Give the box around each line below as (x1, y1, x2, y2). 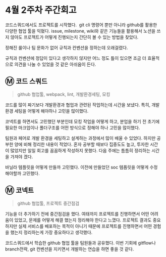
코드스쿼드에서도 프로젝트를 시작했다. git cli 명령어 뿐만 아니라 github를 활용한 (5, 22, 157, 28)
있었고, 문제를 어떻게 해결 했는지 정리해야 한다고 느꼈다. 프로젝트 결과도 (14, 217, 152, 223)
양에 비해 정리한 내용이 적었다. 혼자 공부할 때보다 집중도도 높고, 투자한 (14, 141, 149, 147)
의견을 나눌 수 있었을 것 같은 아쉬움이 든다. (14, 61, 97, 67)
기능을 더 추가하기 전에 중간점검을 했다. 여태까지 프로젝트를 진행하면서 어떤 (5, 211, 150, 216)
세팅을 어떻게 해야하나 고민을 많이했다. (14, 108, 89, 114)
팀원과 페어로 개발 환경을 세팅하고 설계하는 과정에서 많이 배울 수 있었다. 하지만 (5, 135, 156, 141)
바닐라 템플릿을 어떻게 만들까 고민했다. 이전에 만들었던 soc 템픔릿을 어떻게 (5, 164, 149, 170)
